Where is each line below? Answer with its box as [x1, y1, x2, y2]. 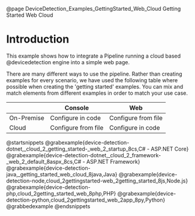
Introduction [6, 32, 70, 46]
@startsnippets [6, 139, 44, 146]
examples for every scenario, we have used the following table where [6, 76, 178, 83]
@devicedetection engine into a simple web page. [6, 58, 130, 65]
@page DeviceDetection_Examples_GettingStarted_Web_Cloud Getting [6, 5, 181, 12]
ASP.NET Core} [151, 145, 189, 152]
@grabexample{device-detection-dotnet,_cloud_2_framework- [6, 151, 161, 158]
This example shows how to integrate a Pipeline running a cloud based [6, 52, 181, 59]
